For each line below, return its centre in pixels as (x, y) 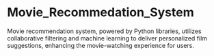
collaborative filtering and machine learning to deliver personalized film (107, 38)
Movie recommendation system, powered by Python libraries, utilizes (104, 31)
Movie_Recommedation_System (101, 12)
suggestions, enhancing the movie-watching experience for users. (101, 45)
